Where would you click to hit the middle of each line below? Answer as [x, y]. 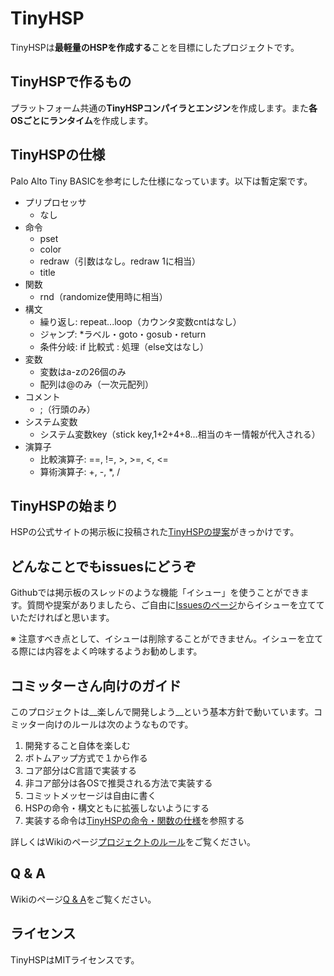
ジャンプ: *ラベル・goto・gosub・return [123, 334]
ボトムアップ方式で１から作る [86, 758]
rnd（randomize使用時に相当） [103, 296]
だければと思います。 [71, 618]
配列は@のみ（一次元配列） [97, 384]
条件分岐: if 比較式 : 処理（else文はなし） [124, 346]
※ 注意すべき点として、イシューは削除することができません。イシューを [158, 639]
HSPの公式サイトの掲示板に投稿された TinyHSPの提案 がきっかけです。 [155, 532]
